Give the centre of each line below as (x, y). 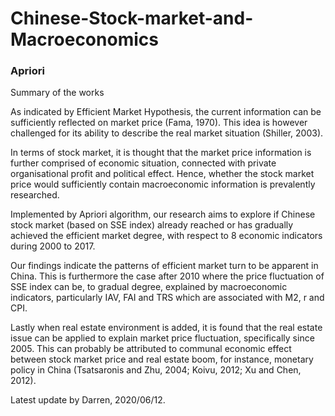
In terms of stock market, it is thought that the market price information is (161, 153)
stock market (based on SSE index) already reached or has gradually (152, 225)
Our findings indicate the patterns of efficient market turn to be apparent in (164, 266)
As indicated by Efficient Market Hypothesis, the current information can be (166, 112)
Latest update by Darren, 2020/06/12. (88, 400)
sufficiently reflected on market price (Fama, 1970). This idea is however (159, 123)
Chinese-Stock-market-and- (132, 18)
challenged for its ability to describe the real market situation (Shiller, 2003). (167, 133)
